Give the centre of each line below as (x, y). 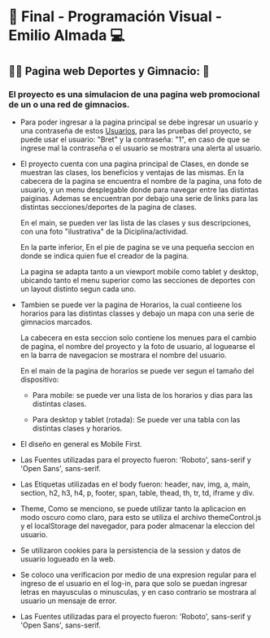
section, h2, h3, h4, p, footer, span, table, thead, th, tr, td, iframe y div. (137, 492)
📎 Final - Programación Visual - (115, 17)
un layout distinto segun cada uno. (78, 289)
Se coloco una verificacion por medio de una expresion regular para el (138, 575)
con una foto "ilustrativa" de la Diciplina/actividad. (104, 231)
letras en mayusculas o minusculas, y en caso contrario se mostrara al (138, 592)
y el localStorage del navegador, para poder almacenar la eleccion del (137, 526)
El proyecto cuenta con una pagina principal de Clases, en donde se (135, 164)
